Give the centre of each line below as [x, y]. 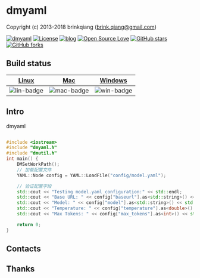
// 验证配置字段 [34, 186]
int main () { [22, 159]
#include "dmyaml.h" [32, 148]
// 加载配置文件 [34, 170]
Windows [113, 80]
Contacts [24, 249]
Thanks [21, 269]
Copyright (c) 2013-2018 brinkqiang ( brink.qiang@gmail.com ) [81, 27]
